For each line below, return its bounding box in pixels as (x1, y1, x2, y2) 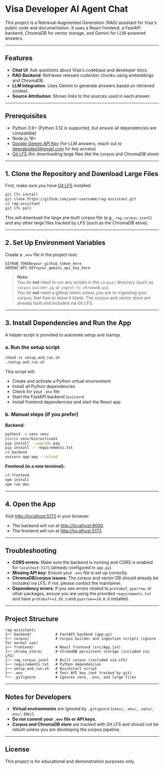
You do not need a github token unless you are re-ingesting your (17, 289, 147, 295)
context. (12, 88, 29, 94)
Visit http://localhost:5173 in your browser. (5, 513, 90, 519)
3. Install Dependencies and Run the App (5, 319, 131, 327)
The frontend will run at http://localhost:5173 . (12, 528, 103, 533)
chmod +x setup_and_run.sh (5, 355, 60, 360)
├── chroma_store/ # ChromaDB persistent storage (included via (5, 649, 150, 654)
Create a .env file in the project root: (5, 251, 78, 258)
